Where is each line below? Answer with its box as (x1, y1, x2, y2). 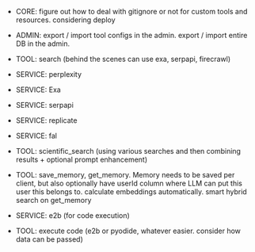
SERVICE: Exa (15, 85, 61, 94)
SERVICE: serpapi (15, 101, 74, 109)
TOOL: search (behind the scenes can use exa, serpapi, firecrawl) (15, 55, 231, 63)
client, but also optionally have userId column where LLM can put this (15, 178, 243, 188)
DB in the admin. (15, 39, 70, 48)
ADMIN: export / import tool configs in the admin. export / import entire (15, 31, 248, 40)
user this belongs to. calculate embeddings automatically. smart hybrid (15, 187, 247, 197)
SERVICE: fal (15, 131, 58, 140)
